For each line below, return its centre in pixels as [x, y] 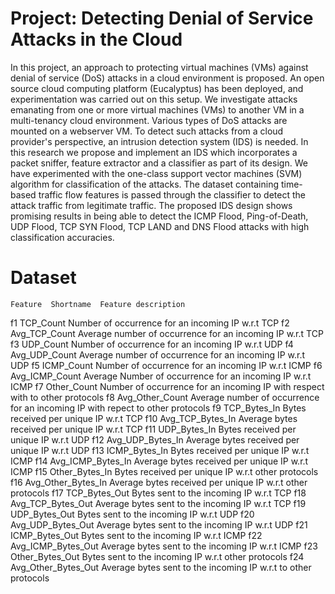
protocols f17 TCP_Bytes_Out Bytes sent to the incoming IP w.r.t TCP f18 [158, 493]
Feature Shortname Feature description [98, 304]
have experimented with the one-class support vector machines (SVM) [156, 173]
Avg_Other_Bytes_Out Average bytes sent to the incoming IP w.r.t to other [161, 567]
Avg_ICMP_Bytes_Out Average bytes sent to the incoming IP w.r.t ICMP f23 [164, 546]
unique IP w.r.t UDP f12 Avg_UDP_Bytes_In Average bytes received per [155, 439]
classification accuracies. [62, 237]
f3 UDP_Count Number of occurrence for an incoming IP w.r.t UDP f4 [152, 344]
